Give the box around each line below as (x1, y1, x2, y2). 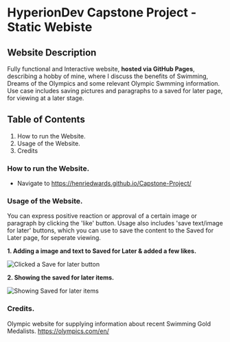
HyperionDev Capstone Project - (7, 5, 197, 21)
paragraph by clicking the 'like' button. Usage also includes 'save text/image (7, 219, 223, 228)
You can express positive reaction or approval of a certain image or (7, 212, 198, 220)
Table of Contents (7, 114, 86, 125)
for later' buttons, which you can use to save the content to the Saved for (7, 226, 214, 234)
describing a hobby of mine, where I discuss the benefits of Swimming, (7, 72, 209, 80)
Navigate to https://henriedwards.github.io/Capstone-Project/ (16, 180, 192, 188)
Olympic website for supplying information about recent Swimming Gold (7, 319, 211, 328)
